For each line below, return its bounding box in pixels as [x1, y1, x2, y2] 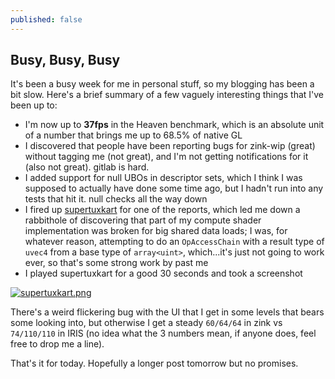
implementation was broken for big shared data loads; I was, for [24, 225, 288, 237]
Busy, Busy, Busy [10, 52, 121, 69]
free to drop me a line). [10, 338, 105, 350]
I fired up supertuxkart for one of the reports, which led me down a [24, 204, 301, 216]
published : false [10, 14, 83, 25]
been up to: [10, 99, 58, 111]
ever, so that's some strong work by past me [24, 257, 209, 269]
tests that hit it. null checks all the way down [24, 193, 208, 205]
